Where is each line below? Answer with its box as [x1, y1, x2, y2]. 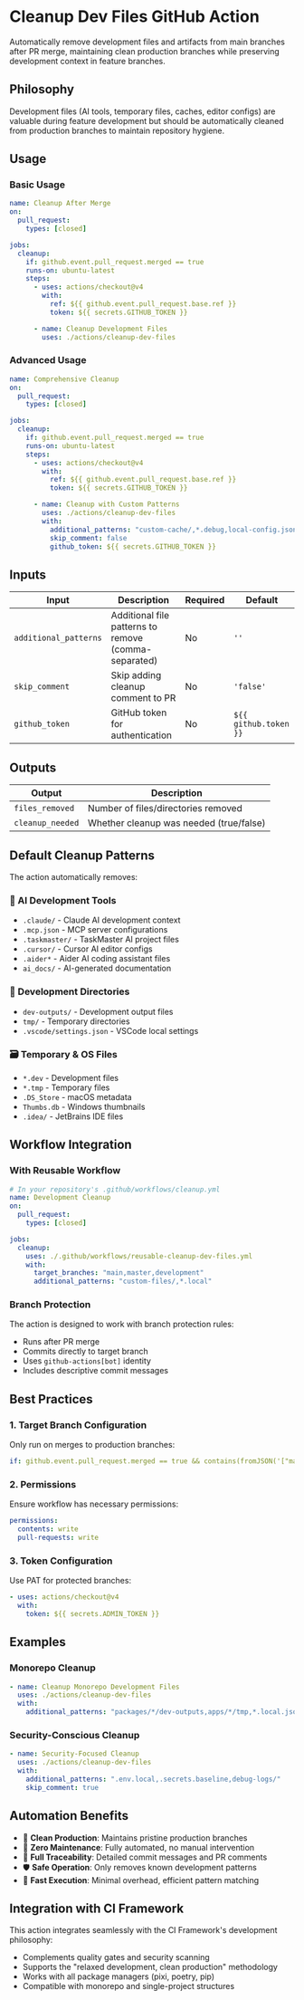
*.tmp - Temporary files [22, 1082, 110, 1093]
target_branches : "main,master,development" [33, 1268, 204, 1278]
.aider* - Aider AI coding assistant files [22, 953, 171, 964]
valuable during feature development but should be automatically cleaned [9, 115, 284, 126]
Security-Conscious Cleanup [9, 1728, 140, 1741]
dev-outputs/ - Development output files [22, 1006, 174, 1017]
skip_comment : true [25, 1783, 100, 1792]
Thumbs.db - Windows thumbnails [22, 1101, 146, 1112]
